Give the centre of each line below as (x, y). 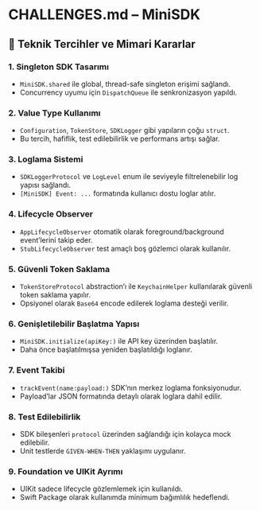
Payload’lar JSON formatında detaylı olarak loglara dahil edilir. (121, 396)
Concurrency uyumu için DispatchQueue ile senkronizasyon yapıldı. (128, 92)
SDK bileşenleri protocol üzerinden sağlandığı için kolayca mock (125, 434)
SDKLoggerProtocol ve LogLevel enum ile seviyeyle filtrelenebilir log (129, 177)
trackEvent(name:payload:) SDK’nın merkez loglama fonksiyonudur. (130, 387)
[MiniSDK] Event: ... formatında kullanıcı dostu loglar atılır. (118, 193)
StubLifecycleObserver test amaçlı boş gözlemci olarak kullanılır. (125, 248)
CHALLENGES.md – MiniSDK (105, 15)
